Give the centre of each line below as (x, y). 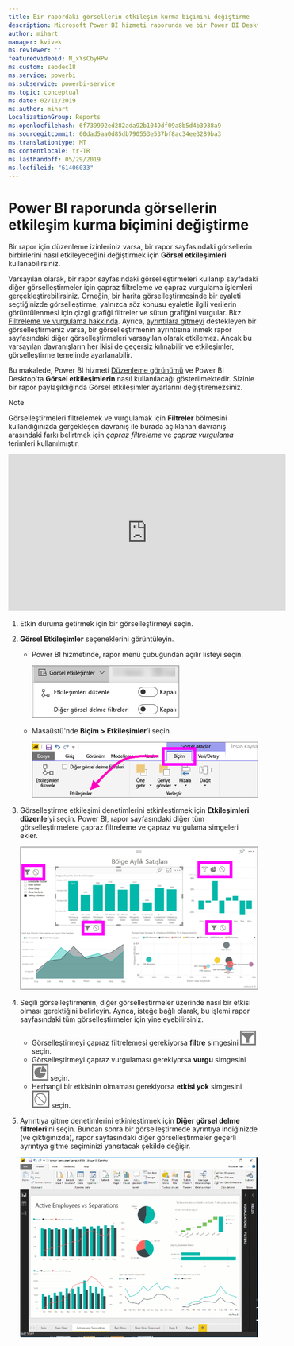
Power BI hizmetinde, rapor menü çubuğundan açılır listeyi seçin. (137, 655)
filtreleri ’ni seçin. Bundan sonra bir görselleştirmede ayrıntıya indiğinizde (138, 1129)
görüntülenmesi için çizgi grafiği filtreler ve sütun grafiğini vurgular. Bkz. (126, 313)
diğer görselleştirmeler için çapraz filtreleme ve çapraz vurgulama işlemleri (130, 288)
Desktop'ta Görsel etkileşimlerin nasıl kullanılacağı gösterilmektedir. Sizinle (132, 379)
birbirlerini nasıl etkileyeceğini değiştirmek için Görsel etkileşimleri (118, 255)
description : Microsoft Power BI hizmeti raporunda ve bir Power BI (124, 25)
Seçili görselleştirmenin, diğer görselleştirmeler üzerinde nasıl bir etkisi (135, 1002)
